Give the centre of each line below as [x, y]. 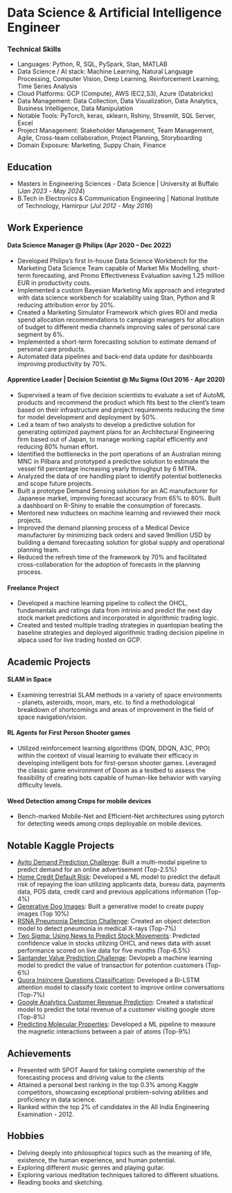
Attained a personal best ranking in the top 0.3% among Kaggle [108, 1085]
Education [30, 167]
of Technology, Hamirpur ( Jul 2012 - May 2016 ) [85, 206]
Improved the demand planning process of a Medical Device [103, 528]
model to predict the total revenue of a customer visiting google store [116, 1009]
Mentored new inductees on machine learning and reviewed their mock [119, 513]
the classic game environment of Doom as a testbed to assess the [111, 770]
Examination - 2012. [46, 1114]
